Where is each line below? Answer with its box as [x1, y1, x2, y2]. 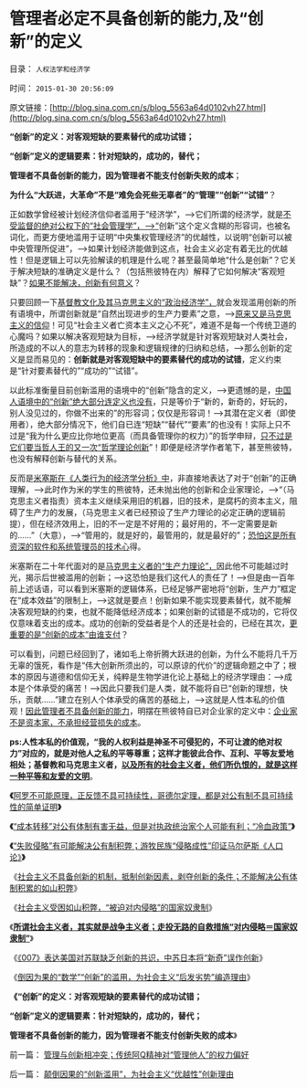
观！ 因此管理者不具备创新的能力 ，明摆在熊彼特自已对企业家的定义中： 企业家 [9, 705, 298, 716]
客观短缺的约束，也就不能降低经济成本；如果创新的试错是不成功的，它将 [16, 606, 290, 617]
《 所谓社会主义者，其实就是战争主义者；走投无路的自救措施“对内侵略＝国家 [9, 921, 290, 932]
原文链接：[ [9, 101, 53, 112]
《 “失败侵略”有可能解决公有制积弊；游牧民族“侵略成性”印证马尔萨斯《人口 [9, 840, 284, 850]
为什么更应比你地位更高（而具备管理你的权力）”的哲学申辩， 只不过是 [37, 430, 293, 441]
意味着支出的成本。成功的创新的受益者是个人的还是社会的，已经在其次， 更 [16, 618, 298, 629]
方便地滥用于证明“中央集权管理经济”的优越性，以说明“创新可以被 [48, 231, 292, 242]
